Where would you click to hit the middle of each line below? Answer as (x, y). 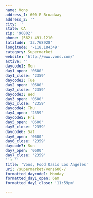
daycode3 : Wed (20, 94)
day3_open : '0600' (24, 99)
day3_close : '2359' (26, 104)
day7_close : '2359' (26, 155)
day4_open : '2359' (24, 113)
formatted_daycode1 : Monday (35, 174)
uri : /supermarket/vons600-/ (36, 169)
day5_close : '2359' (26, 127)
